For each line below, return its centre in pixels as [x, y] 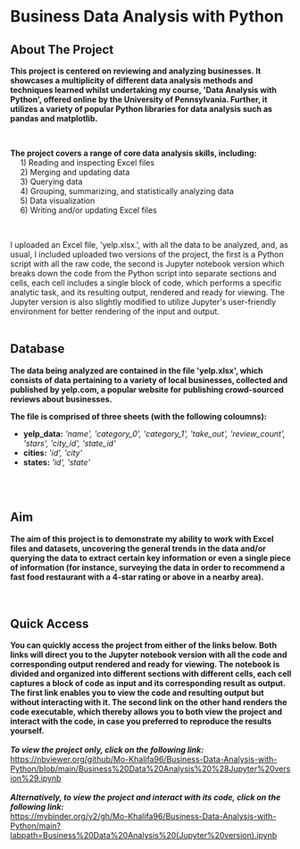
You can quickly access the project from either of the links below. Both [144, 645]
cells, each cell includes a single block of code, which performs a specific [146, 283]
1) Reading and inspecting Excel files [87, 162]
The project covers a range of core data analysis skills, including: [133, 153]
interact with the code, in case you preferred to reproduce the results [141, 721]
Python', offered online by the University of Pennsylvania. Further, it [139, 99]
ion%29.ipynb [36, 778]
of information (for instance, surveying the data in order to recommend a [147, 567]
